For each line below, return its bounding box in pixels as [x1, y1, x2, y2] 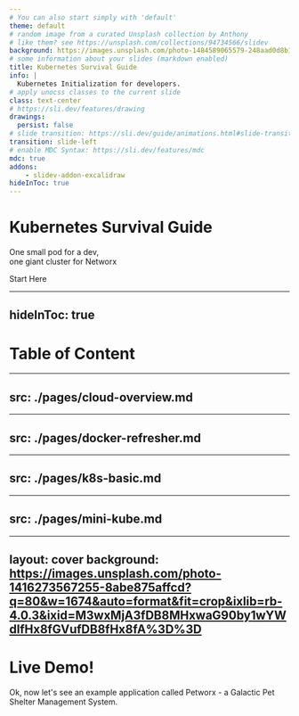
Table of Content [9, 343, 136, 364]
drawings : [9, 112, 46, 121]
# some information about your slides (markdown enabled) [9, 54, 229, 63]
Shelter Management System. [9, 696, 118, 707]
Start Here [9, 274, 47, 284]
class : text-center [9, 95, 82, 105]
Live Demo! [9, 657, 95, 678]
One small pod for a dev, [9, 247, 100, 258]
